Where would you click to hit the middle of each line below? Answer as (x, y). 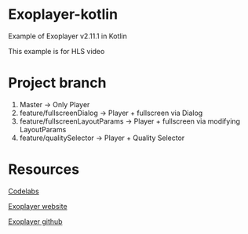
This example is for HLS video (57, 51)
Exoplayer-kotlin (63, 14)
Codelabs (24, 191)
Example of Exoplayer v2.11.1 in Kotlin (68, 36)
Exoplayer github (35, 221)
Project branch (57, 83)
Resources (44, 169)
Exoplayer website (38, 206)
